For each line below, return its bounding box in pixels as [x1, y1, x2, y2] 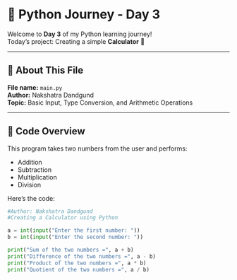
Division [17, 180, 41, 189]
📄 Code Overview [7, 125, 86, 137]
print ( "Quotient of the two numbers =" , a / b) [7, 266, 150, 273]
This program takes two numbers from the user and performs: [7, 144, 188, 153]
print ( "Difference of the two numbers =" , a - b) [7, 252, 157, 260]
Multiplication [17, 173, 58, 181]
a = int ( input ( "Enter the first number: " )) [7, 227, 140, 234]
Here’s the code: [7, 194, 55, 202]
